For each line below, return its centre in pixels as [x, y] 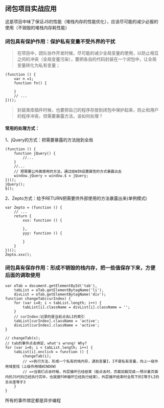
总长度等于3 [15, 382]
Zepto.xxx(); [18, 255]
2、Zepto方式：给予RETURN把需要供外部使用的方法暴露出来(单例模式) [76, 198]
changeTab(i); [37, 356]
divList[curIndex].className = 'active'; [57, 325]
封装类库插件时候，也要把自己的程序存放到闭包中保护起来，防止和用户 [88, 110]
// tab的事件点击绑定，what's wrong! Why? [46, 343]
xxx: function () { [43, 221]
